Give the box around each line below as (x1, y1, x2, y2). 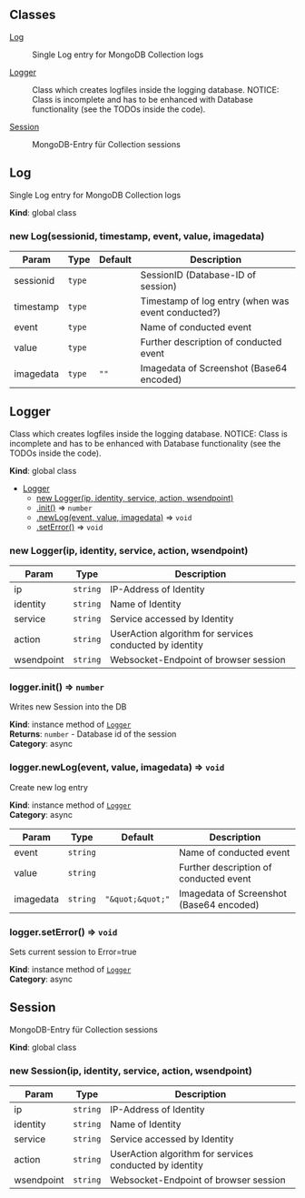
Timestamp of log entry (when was (140, 295, 290, 307)
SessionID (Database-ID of (140, 268, 257, 281)
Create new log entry (9, 781, 89, 792)
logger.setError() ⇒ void (9, 925, 118, 938)
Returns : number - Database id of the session (9, 729, 177, 740)
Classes (9, 7, 56, 23)
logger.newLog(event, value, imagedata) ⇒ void (9, 761, 225, 774)
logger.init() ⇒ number (9, 680, 104, 693)
